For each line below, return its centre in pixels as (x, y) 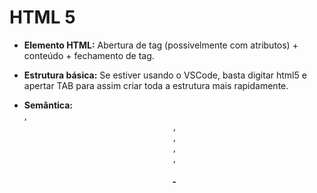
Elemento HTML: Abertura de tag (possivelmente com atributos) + (161, 45)
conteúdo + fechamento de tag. (89, 55)
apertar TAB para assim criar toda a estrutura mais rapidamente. (156, 85)
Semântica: (48, 105)
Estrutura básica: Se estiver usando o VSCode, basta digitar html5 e (165, 75)
